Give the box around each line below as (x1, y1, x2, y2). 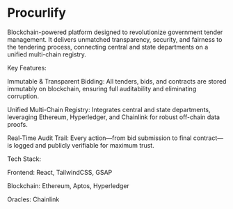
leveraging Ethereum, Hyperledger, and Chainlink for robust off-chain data (7, 113, 220, 121)
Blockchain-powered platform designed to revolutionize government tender (7, 28, 223, 36)
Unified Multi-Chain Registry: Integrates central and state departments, (7, 105, 211, 114)
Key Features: (7, 63, 47, 72)
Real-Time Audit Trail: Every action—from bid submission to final (7, 134, 192, 142)
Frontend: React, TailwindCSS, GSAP (7, 168, 113, 176)
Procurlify (7, 5, 66, 21)
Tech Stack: (7, 155, 42, 163)
